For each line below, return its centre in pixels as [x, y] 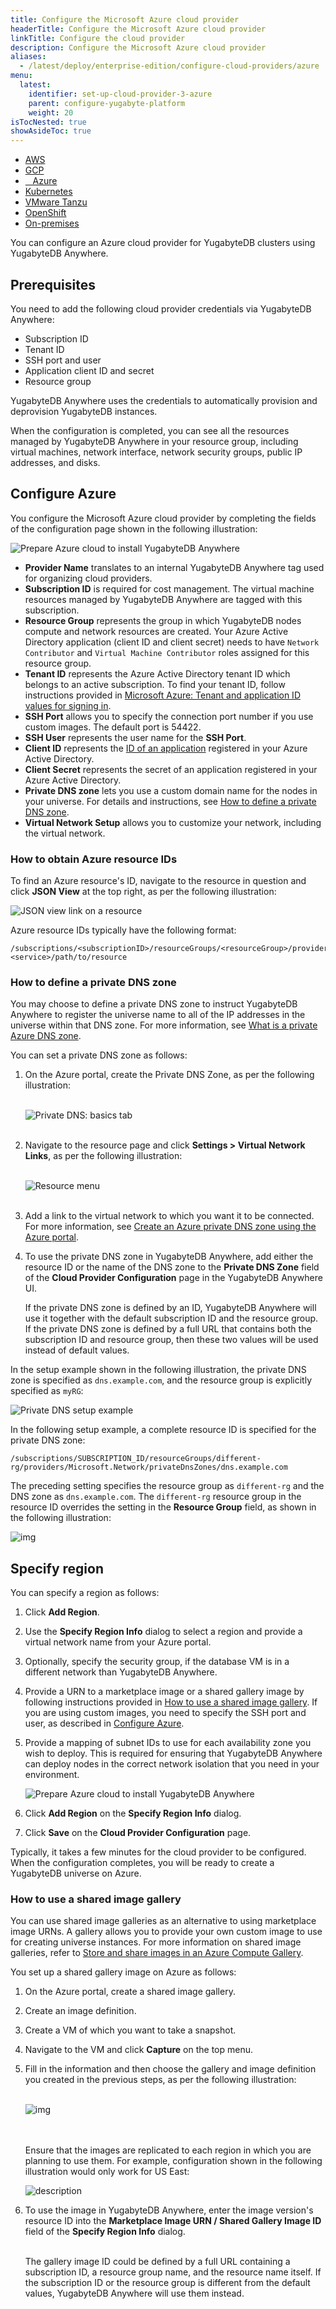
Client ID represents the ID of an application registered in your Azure [166, 748]
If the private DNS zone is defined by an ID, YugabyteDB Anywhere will [170, 1308]
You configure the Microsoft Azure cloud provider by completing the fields [163, 518]
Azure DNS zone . [46, 1036]
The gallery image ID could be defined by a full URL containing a [157, 2262]
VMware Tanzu [56, 202]
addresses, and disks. [55, 462]
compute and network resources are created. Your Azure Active [156, 631]
